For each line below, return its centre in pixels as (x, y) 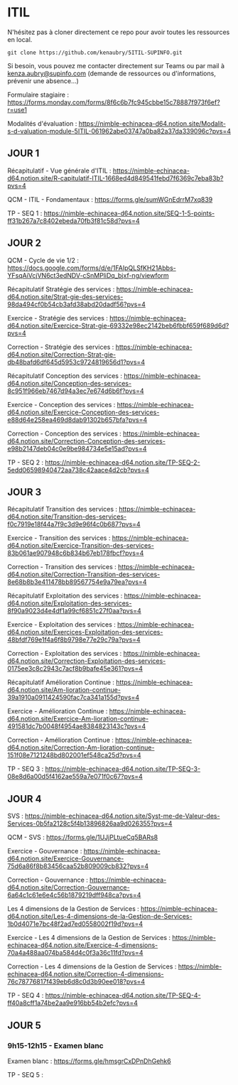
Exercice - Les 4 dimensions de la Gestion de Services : (89, 938)
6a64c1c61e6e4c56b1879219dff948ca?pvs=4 (74, 895)
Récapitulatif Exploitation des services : (65, 596)
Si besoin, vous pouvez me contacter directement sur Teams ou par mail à (116, 65)
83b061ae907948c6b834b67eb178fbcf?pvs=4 (76, 553)
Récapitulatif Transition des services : (63, 509)
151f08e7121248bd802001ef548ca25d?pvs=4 (74, 755)
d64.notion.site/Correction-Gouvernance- (69, 887)
